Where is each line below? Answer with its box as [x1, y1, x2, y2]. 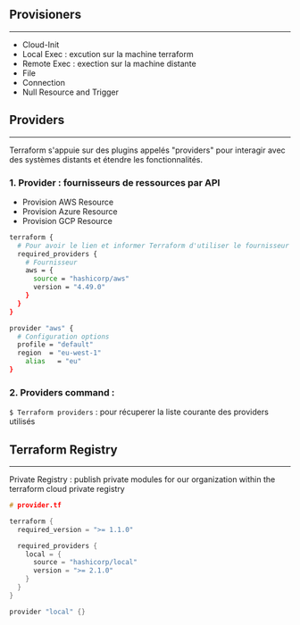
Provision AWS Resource [21, 196, 114, 207]
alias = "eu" [25, 357, 82, 366]
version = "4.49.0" [32, 283, 105, 292]
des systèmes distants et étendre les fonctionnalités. [9, 154, 204, 164]
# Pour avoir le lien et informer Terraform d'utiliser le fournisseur [17, 241, 290, 250]
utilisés [9, 416, 36, 427]
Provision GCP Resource [21, 215, 113, 226]
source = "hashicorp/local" [32, 558, 138, 567]
